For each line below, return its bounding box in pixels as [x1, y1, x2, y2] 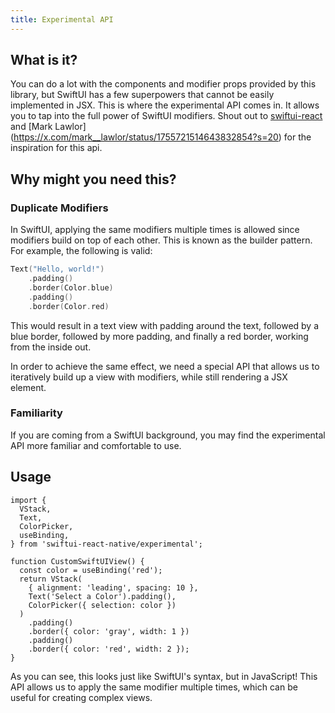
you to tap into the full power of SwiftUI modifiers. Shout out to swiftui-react [10, 110, 323, 122]
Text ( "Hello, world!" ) [10, 264, 105, 275]
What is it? [10, 52, 78, 69]
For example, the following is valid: [10, 245, 153, 257]
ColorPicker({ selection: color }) [28, 600, 177, 610]
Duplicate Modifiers [10, 201, 109, 215]
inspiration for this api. [10, 142, 103, 154]
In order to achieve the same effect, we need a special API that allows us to [10, 360, 320, 372]
